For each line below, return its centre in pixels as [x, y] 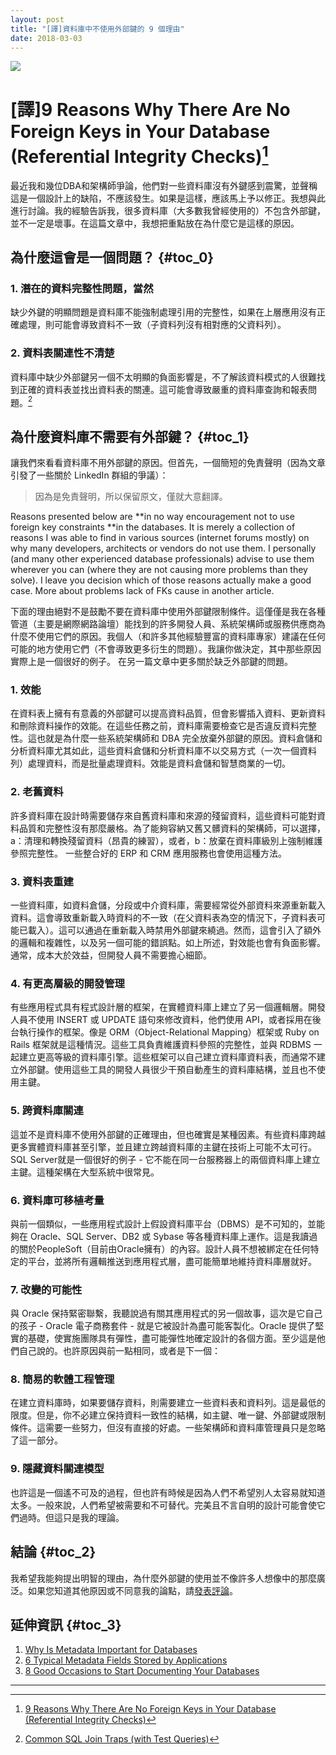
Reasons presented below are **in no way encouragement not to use [152, 517]
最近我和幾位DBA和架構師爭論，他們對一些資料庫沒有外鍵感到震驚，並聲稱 [164, 185]
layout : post [37, 19]
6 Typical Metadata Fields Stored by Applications [126, 1660]
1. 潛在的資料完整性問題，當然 [82, 288]
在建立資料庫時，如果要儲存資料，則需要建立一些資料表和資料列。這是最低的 [168, 1403]
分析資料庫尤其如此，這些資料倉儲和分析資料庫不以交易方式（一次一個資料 [163, 751]
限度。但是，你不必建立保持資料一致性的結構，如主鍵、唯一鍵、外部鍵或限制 [168, 1415]
